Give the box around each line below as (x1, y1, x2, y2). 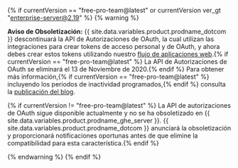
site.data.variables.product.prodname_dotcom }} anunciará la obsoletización (7, 124, 232, 132)
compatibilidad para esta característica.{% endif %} (7, 139, 160, 147)
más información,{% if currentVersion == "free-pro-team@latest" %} (7, 72, 210, 81)
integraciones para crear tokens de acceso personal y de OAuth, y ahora (7, 43, 220, 50)
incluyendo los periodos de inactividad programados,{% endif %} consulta (7, 80, 226, 88)
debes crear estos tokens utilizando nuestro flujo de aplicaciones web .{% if (7, 50, 229, 58)
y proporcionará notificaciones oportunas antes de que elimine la (7, 131, 198, 140)
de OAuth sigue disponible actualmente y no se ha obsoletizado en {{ (7, 109, 210, 117)
